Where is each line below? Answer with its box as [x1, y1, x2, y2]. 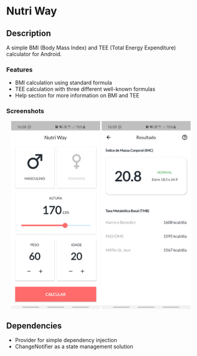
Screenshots [6, 107, 44, 115]
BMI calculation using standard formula [14, 79, 112, 87]
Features [6, 65, 33, 73]
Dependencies [6, 321, 62, 331]
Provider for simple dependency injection [14, 337, 117, 344]
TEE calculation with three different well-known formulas [14, 85, 156, 93]
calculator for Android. [6, 51, 62, 58]
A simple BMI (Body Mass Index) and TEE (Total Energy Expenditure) [6, 44, 176, 51]
